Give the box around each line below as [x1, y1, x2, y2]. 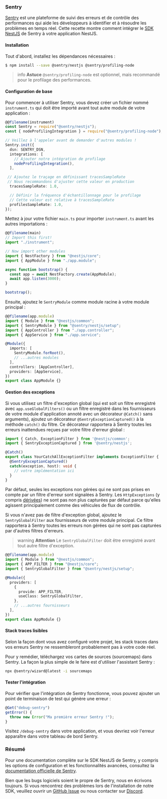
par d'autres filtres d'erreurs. [5, 528, 65, 534]
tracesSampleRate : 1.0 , [9, 184, 59, 189]
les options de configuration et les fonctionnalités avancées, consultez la [5, 762, 155, 768]
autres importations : [5, 221, 48, 227]
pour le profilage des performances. [17, 77, 92, 83]
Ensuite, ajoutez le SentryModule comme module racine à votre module [5, 299, 150, 305]
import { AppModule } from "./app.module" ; [5, 258, 97, 263]
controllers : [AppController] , [9, 364, 75, 369]
